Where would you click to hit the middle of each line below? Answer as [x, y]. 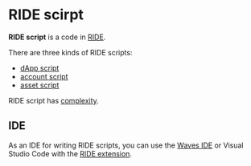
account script [44, 76]
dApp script [39, 68]
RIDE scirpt [46, 15]
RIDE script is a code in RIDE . [57, 37]
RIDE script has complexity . [53, 100]
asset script [39, 85]
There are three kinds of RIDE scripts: [70, 52]
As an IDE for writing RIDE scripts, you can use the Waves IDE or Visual [126, 145]
